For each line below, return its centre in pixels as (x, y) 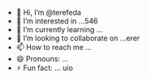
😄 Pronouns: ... (42, 59)
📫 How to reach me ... (54, 47)
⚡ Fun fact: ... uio (44, 68)
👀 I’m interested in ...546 (57, 21)
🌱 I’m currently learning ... (59, 29)
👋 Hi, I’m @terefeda (48, 12)
